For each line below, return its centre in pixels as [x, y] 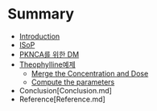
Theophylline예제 [47, 64]
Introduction [39, 36]
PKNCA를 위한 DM [49, 54]
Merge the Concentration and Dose [90, 73]
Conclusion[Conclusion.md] [65, 90]
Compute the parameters [73, 82]
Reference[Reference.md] [62, 99]
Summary [41, 14]
